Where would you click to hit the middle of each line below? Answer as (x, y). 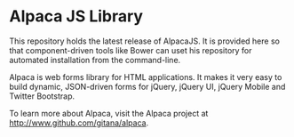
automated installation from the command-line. (95, 60)
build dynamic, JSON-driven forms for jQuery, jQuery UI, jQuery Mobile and (147, 86)
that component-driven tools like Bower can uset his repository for (131, 50)
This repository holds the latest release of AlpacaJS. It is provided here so (144, 41)
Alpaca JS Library (76, 16)
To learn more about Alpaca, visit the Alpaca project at (109, 113)
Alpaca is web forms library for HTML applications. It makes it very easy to (146, 77)
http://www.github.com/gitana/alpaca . (79, 123)
